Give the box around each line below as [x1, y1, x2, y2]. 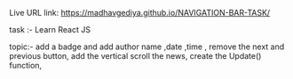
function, [9, 61, 43, 70]
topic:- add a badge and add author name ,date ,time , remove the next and [9, 41, 285, 52]
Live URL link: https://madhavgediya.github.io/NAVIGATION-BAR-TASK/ [9, 8, 271, 18]
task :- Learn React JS [9, 25, 91, 34]
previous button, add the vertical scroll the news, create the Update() [9, 51, 262, 61]
